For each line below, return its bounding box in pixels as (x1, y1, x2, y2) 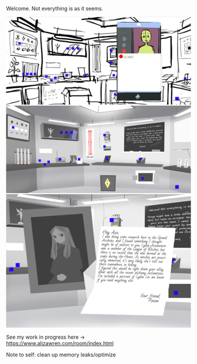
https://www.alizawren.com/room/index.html (6, 340, 114, 347)
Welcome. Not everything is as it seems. (6, 5, 104, 12)
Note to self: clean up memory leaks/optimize (6, 351, 116, 358)
